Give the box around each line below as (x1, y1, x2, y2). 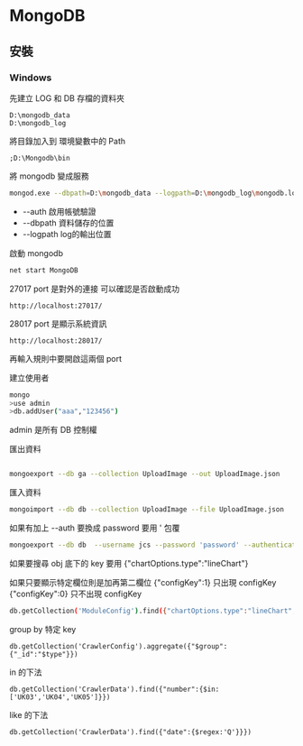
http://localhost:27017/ (9, 301, 103, 310)
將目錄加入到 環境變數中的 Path (9, 135, 126, 146)
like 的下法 (9, 709, 49, 720)
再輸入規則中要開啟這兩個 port (9, 353, 122, 364)
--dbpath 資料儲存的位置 (22, 217, 115, 228)
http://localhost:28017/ (9, 336, 103, 345)
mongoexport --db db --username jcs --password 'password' (9, 540, 241, 549)
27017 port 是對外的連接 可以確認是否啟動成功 (9, 283, 180, 294)
